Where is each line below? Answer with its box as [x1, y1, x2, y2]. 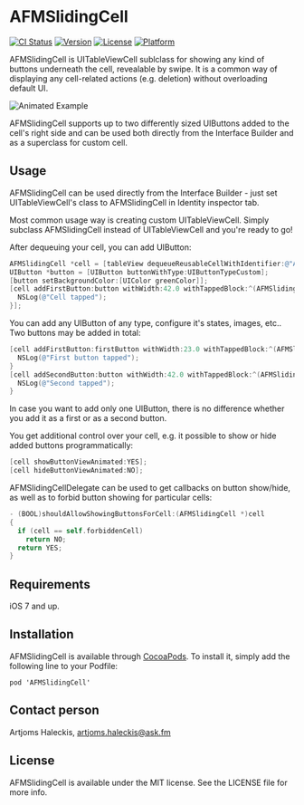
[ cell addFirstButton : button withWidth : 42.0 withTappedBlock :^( [9, 284, 257, 293]
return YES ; [17, 543, 63, 552]
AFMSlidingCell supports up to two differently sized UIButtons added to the [9, 118, 290, 129]
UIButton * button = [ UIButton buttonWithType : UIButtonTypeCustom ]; [9, 267, 270, 277]
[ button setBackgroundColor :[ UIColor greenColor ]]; [9, 276, 208, 285]
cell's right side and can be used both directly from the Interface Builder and [9, 127, 294, 138]
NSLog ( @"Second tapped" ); [17, 379, 116, 388]
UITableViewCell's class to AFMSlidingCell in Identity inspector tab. [9, 196, 260, 207]
